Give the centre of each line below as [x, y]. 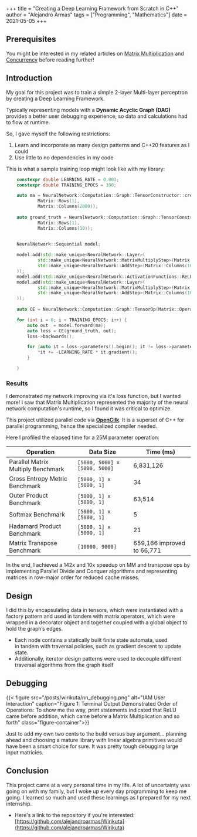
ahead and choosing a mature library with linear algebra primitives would [94, 740]
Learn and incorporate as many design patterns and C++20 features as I [102, 145]
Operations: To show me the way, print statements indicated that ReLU [91, 710]
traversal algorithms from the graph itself [64, 665]
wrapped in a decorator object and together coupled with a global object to [97, 622]
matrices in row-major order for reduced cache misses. [73, 577]
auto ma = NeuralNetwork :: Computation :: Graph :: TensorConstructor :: [101, 196]
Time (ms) [161, 452]
